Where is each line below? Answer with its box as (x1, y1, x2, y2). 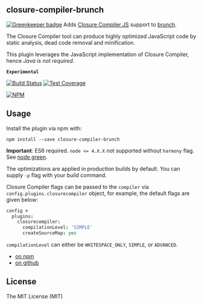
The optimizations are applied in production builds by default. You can (6, 165, 180, 172)
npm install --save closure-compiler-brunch (6, 136, 120, 143)
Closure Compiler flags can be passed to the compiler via (6, 183, 149, 190)
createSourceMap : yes (22, 230, 77, 236)
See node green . (6, 153, 48, 161)
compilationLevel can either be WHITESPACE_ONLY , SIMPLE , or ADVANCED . (6, 241, 178, 248)
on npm (14, 253, 34, 260)
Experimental (6, 69, 39, 75)
